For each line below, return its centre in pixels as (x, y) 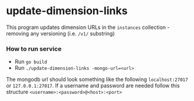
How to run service (34, 48)
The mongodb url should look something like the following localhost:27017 (97, 79)
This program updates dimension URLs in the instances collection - (88, 27)
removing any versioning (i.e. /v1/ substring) (60, 33)
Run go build (31, 62)
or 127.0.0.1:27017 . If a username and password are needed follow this (93, 86)
